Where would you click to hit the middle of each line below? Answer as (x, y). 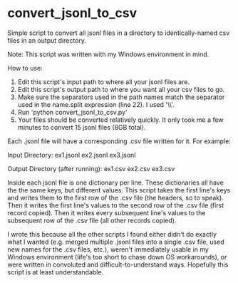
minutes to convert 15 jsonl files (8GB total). (82, 127)
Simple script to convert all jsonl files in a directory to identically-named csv (119, 33)
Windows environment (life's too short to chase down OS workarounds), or (117, 257)
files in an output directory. (47, 40)
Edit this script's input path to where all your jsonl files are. (104, 82)
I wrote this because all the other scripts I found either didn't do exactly (112, 234)
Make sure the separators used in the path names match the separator (121, 97)
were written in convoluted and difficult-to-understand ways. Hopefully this (118, 264)
